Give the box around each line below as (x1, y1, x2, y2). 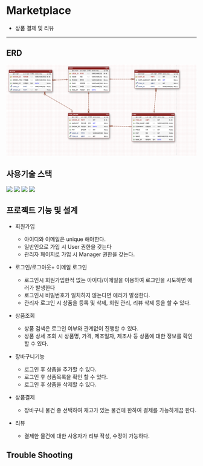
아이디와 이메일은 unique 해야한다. (24, 235, 106, 243)
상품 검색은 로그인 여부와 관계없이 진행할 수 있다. (24, 324, 139, 332)
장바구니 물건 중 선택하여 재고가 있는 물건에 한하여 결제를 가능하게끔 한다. (24, 406, 197, 413)
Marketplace (6, 4, 71, 18)
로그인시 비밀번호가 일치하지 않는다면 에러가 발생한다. (24, 291, 150, 298)
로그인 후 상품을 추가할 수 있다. (24, 366, 97, 373)
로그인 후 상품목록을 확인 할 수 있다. (24, 373, 108, 380)
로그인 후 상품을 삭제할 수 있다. (24, 381, 97, 388)
